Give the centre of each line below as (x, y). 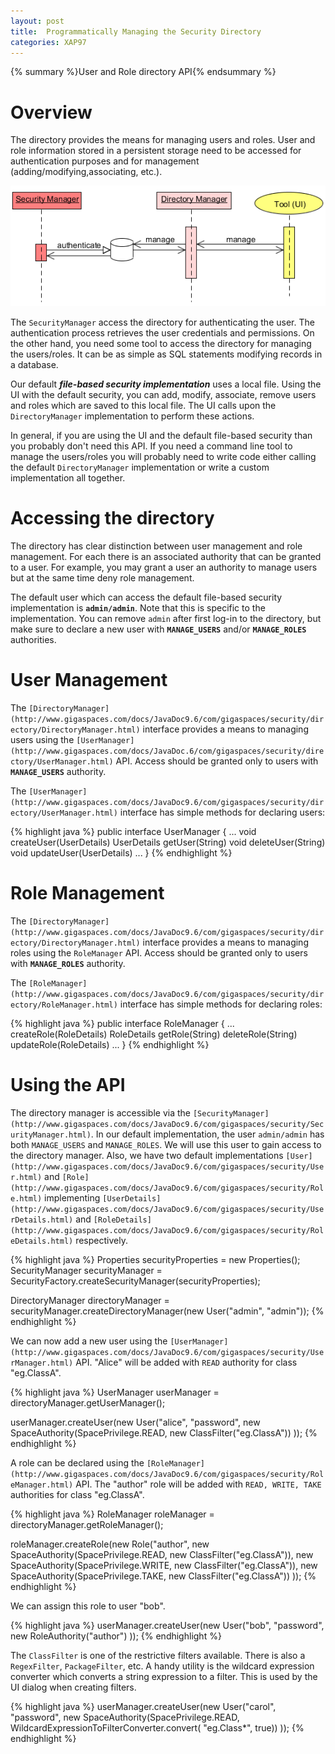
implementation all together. (68, 478)
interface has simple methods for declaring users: (222, 812)
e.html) (26, 1198)
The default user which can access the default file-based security (146, 597)
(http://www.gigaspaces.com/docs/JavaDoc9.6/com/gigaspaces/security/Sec (167, 1124)
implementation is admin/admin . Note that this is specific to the (138, 608)
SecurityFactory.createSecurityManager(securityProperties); (135, 1281)
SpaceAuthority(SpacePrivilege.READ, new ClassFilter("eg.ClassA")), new (162, 1554)
